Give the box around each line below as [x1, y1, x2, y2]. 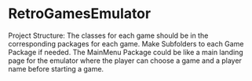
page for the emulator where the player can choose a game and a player [8, 56, 242, 65]
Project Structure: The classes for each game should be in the [8, 31, 209, 40]
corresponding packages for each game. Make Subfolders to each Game [8, 39, 244, 48]
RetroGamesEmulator [8, 5, 152, 23]
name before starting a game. [8, 64, 104, 73]
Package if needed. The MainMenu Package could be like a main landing [8, 47, 243, 57]
